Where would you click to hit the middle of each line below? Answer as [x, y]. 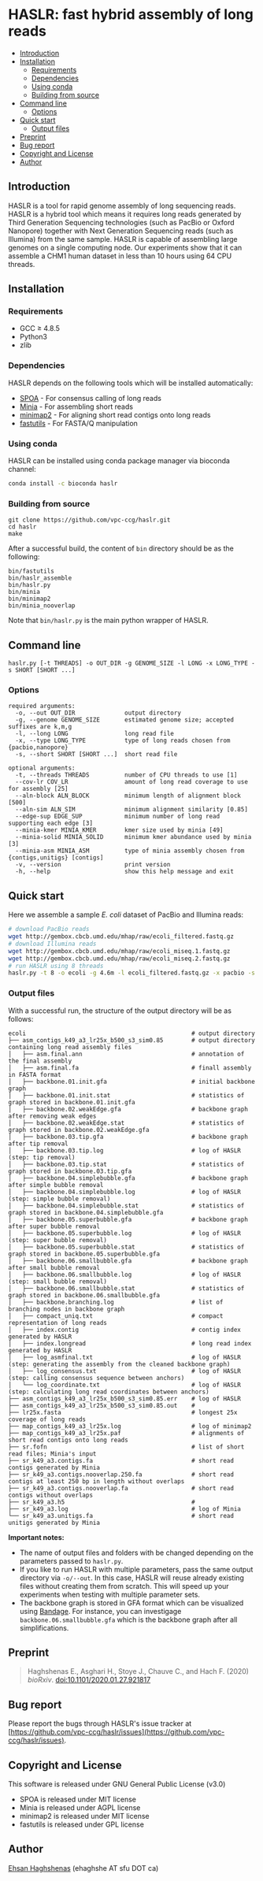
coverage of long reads [47, 1419]
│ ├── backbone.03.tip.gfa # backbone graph [128, 1137]
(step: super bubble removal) [58, 1240]
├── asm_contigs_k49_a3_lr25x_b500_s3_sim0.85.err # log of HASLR [125, 1399]
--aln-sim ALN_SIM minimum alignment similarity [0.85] [131, 810]
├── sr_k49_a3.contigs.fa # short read [121, 1460]
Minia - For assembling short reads [76, 406]
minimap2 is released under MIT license [84, 1816]
